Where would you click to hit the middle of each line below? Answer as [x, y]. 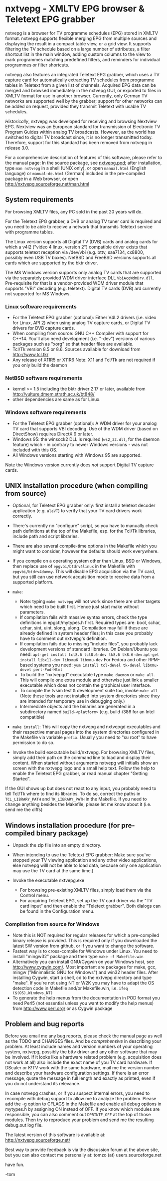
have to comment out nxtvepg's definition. [63, 638]
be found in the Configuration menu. [57, 911]
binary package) [62, 833]
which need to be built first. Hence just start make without [79, 607]
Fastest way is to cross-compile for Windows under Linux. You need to [85, 951]
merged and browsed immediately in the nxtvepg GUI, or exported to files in [83, 90]
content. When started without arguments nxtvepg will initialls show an [85, 763]
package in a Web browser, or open [42, 179]
